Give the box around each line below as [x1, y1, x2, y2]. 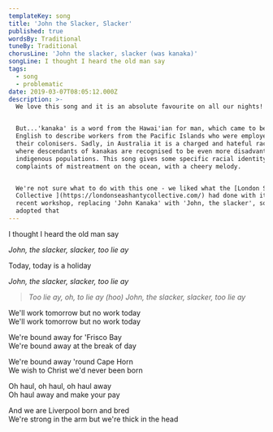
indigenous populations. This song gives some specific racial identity [15, 155, 267, 163]
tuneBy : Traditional [8, 42, 79, 50]
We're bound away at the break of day [8, 341, 136, 351]
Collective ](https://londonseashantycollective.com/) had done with [15, 192, 256, 200]
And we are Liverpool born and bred [8, 405, 130, 415]
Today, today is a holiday [8, 260, 92, 270]
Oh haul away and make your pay [8, 390, 120, 399]
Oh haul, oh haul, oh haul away [8, 381, 112, 391]
